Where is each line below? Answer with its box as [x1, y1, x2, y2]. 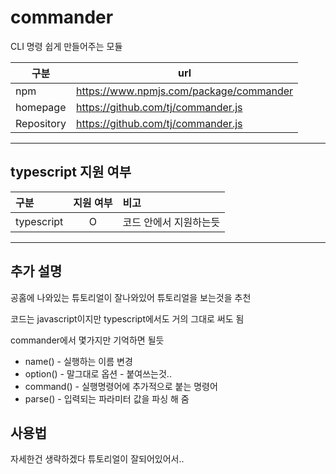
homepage [15, 100, 67, 114]
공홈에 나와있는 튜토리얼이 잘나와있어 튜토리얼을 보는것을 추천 [10, 291, 252, 303]
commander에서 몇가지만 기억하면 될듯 [10, 334, 165, 346]
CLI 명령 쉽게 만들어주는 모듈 [10, 40, 123, 52]
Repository [15, 116, 67, 130]
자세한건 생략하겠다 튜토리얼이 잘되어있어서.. [10, 453, 185, 465]
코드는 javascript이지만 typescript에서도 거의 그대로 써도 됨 [10, 312, 245, 325]
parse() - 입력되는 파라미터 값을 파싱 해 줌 [24, 392, 190, 405]
